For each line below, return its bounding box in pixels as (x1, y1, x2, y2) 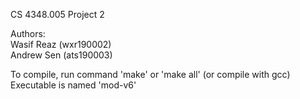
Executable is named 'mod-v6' (10, 79, 137, 91)
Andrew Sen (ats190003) (10, 49, 113, 61)
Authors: (10, 28, 46, 39)
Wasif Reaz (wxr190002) (10, 39, 112, 50)
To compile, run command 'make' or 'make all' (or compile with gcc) (10, 69, 291, 80)
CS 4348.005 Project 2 (10, 9, 105, 20)
